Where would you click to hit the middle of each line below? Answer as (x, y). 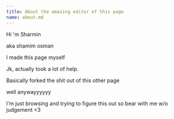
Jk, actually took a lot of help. (42, 68)
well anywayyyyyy (29, 92)
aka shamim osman (30, 46)
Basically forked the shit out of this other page (63, 80)
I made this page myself (36, 57)
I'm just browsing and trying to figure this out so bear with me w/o (87, 103)
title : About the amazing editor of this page (65, 12)
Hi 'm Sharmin (24, 34)
